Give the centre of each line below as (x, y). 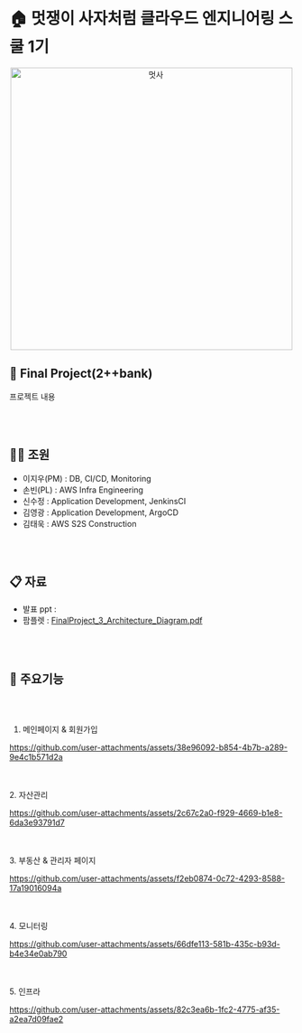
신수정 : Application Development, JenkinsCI (104, 501)
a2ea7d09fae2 (37, 1019)
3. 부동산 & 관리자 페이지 (53, 860)
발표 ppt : (39, 609)
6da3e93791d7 (37, 822)
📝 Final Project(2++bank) (81, 374)
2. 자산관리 (29, 795)
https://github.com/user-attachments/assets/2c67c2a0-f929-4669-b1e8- (146, 813)
